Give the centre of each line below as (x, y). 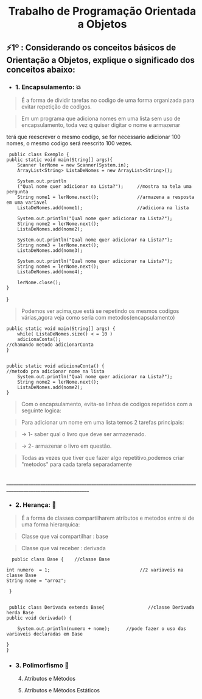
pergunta (17, 192)
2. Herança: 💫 (36, 504)
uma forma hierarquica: (50, 525)
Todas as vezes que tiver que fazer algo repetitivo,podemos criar (103, 457)
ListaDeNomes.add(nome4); (50, 272)
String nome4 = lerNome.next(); (58, 267)
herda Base (20, 613)
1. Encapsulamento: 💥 (48, 87)
